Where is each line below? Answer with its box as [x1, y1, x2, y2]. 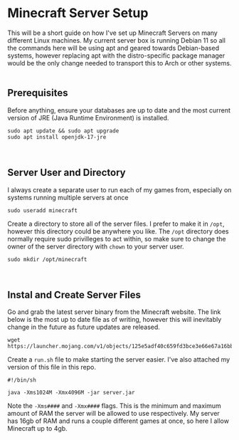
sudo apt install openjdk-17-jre [7, 133, 107, 140]
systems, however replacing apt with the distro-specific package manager [7, 51, 225, 60]
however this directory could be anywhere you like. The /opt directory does [7, 226, 229, 236]
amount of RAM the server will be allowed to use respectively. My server [7, 409, 221, 418]
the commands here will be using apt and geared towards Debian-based [7, 43, 219, 52]
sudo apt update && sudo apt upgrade [7, 127, 119, 135]
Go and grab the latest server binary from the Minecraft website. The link [7, 308, 221, 316]
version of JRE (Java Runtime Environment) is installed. [7, 113, 169, 122]
